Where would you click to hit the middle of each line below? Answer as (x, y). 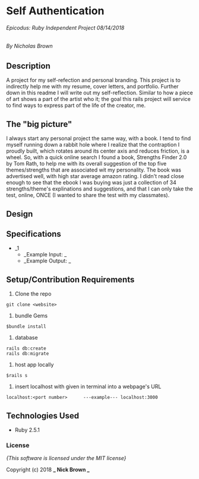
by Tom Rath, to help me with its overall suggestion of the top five (86, 164)
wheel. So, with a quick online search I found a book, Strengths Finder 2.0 (97, 157)
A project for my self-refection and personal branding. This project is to (94, 80)
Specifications (34, 234)
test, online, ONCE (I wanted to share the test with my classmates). (88, 195)
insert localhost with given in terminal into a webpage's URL (88, 386)
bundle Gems (31, 316)
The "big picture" (39, 124)
